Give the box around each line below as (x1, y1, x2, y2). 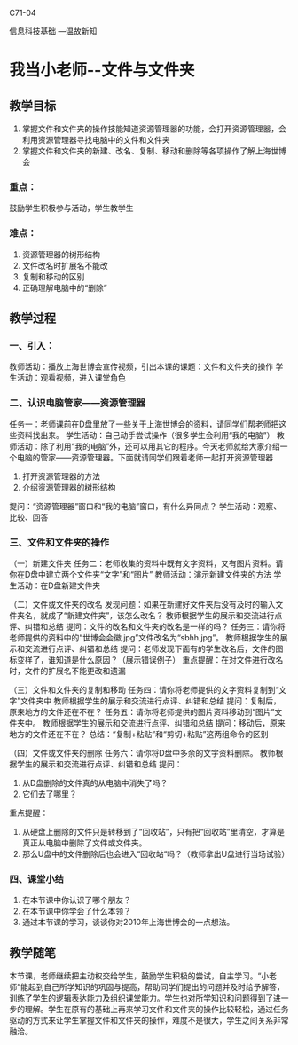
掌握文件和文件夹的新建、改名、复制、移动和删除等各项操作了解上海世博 (21, 145, 286, 156)
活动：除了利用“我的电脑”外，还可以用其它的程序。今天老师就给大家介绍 (16, 441, 281, 452)
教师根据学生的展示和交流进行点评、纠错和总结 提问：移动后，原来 (42, 718, 286, 728)
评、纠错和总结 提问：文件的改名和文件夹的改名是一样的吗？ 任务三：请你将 (9, 621, 286, 632)
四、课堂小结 (9, 873, 65, 885)
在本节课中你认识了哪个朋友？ (21, 895, 131, 906)
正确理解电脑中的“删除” (21, 282, 108, 293)
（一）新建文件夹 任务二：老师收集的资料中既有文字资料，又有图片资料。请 (9, 558, 284, 569)
